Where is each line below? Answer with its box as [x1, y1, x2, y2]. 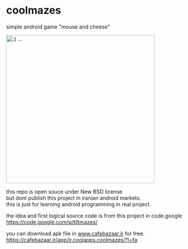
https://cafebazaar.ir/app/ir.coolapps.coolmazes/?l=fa [6, 236, 138, 243]
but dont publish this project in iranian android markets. [6, 194, 141, 202]
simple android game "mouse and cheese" [6, 23, 111, 30]
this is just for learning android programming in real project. [6, 200, 151, 207]
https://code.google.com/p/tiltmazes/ [6, 218, 98, 225]
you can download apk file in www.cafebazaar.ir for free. [6, 229, 145, 237]
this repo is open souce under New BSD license [6, 188, 123, 195]
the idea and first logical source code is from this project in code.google [6, 212, 183, 219]
